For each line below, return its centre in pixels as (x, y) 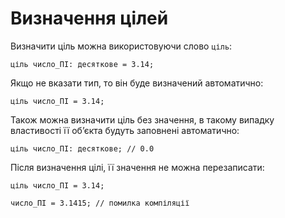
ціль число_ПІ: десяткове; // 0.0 (82, 148)
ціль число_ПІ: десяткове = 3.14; (82, 64)
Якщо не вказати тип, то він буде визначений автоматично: (137, 83)
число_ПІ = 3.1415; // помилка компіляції (100, 203)
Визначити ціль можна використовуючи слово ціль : (121, 46)
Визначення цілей (89, 18)
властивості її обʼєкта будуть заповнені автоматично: (125, 130)
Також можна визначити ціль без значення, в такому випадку (142, 119)
